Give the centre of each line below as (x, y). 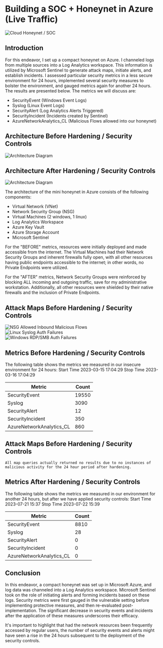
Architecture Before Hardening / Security (69, 136)
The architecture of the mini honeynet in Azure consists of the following (77, 192)
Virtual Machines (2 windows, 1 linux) (49, 217)
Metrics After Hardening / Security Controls (72, 482)
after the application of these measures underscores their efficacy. (72, 616)
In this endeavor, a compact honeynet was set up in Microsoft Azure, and (78, 585)
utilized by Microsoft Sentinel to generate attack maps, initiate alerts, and (78, 70)
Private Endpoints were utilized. (37, 268)
